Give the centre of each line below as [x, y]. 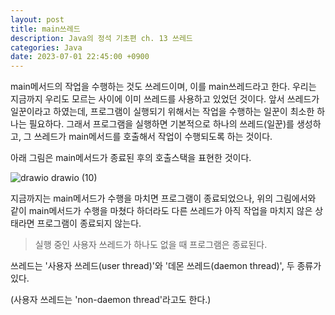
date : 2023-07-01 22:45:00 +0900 [80, 57]
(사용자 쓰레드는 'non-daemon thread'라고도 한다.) [111, 300]
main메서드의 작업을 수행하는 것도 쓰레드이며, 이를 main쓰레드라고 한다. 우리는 [163, 87]
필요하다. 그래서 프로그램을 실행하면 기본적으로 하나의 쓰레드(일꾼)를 [161, 124]
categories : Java [46, 47]
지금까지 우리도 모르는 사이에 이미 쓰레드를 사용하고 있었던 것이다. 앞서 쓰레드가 [165, 99]
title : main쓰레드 [45, 29]
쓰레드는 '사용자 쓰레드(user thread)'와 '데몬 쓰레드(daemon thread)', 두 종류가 [166, 266]
